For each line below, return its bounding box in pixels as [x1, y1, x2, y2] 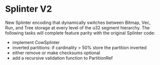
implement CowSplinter [12, 39, 60, 45]
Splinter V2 [5, 3, 52, 15]
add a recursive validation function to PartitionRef [12, 55, 113, 61]
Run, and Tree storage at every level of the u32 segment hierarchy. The [5, 24, 150, 30]
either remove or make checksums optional [12, 50, 100, 56]
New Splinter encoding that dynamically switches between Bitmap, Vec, [5, 20, 151, 25]
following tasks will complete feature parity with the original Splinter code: [5, 30, 156, 36]
